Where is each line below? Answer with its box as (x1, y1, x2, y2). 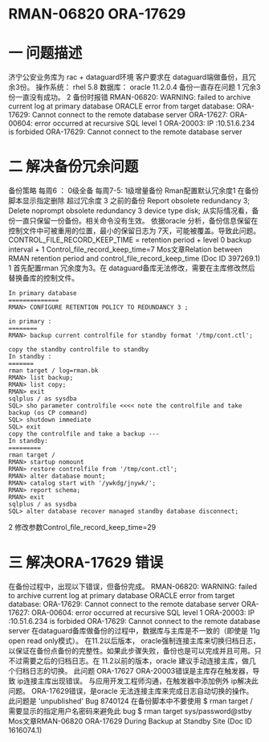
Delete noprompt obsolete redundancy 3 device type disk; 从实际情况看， (8, 206, 252, 215)
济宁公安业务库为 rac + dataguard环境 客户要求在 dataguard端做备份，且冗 (8, 72, 256, 82)
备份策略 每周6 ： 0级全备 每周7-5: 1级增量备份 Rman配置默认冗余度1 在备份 (8, 186, 259, 195)
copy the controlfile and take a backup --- (8, 430, 160, 438)
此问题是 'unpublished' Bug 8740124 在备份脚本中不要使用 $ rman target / (8, 696, 253, 706)
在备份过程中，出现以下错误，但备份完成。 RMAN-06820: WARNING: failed (8, 582, 258, 591)
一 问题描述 (8, 44, 83, 63)
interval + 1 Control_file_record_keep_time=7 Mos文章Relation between (8, 244, 243, 254)
